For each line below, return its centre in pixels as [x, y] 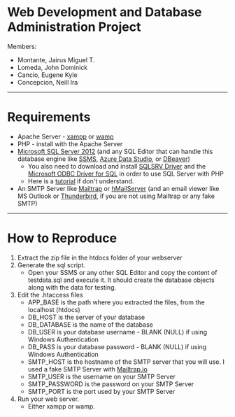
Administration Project [74, 27]
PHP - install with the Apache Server [70, 143]
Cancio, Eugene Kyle [48, 75]
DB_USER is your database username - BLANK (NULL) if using [117, 332]
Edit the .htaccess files [50, 295]
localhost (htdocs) [54, 309]
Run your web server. [48, 399]
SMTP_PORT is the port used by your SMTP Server [101, 391]
